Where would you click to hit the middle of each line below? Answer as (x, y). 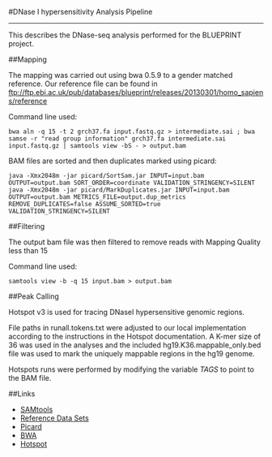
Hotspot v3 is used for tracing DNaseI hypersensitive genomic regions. (127, 312)
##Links (22, 394)
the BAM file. (30, 378)
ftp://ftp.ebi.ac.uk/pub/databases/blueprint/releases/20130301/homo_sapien (136, 92)
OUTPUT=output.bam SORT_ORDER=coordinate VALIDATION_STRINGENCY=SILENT (132, 183)
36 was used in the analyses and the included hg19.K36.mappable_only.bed (135, 345)
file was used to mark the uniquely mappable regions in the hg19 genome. (132, 354)
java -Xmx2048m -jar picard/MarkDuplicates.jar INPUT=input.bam (119, 190)
